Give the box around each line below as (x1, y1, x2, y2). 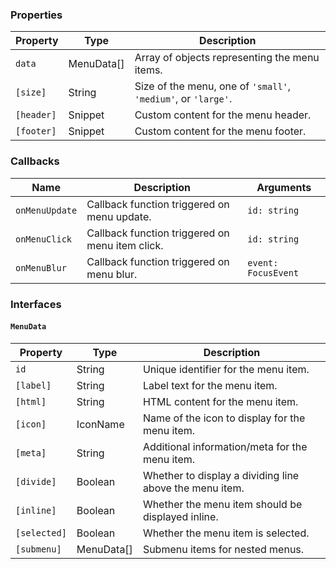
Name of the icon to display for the (142, 411, 306, 425)
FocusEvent (247, 267, 300, 278)
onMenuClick (15, 233, 73, 245)
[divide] (15, 476, 57, 487)
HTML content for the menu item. (142, 394, 299, 408)
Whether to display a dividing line (142, 468, 300, 482)
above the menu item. (142, 481, 245, 495)
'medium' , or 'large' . (134, 92, 233, 106)
